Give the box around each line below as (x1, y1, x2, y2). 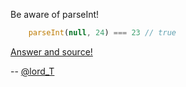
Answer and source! (10, 45, 93, 58)
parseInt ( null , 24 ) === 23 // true (28, 28, 177, 38)
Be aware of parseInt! (10, 9, 100, 20)
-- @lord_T (10, 65, 55, 77)
